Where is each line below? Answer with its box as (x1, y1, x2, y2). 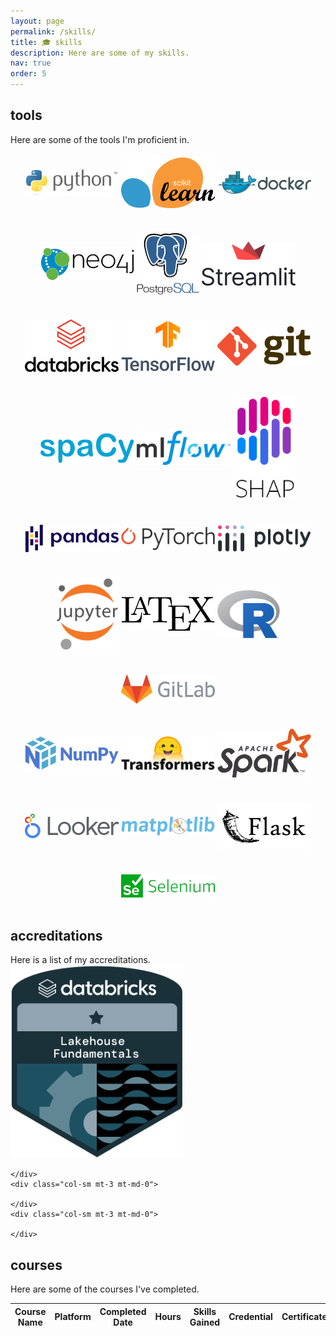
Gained (189, 1316, 221, 1328)
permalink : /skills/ (10, 26, 97, 37)
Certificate (281, 1311, 328, 1323)
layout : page (10, 16, 65, 26)
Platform (54, 1311, 92, 1323)
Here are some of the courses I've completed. (10, 1283, 200, 1295)
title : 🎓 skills (10, 37, 83, 47)
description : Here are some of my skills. (10, 48, 190, 58)
